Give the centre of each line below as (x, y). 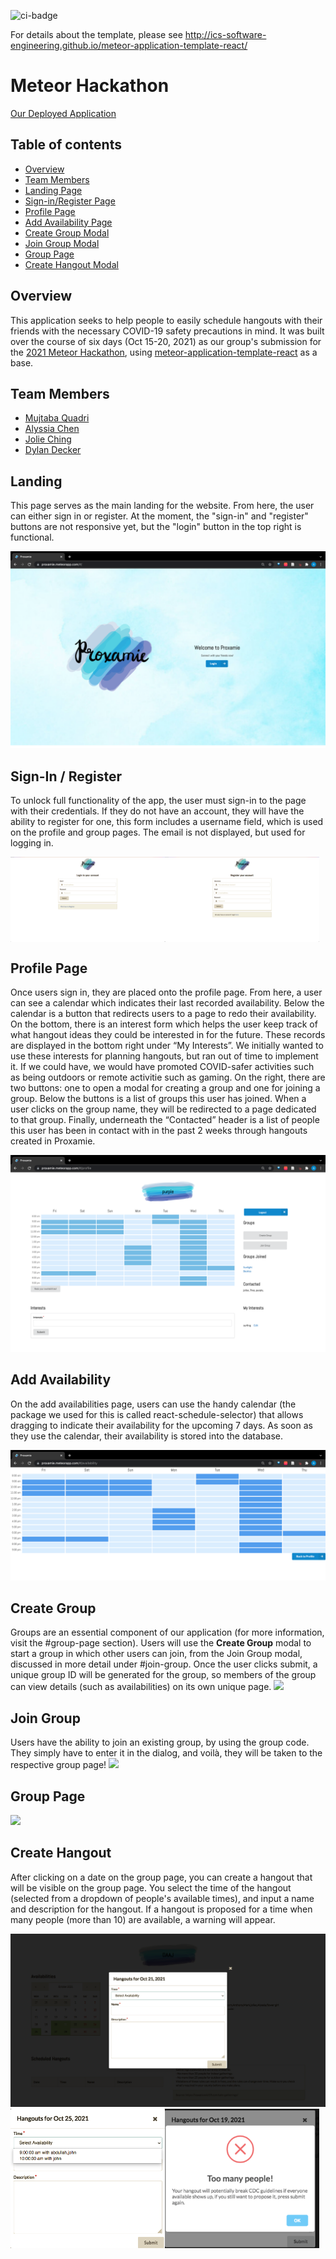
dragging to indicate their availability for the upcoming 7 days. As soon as (161, 1425)
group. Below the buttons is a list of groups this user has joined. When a (158, 1099)
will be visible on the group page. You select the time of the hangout (151, 1887)
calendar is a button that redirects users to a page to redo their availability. (163, 1014)
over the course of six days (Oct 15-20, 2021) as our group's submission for (166, 341)
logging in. (32, 843)
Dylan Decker (53, 450)
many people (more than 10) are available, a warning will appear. (143, 1919)
